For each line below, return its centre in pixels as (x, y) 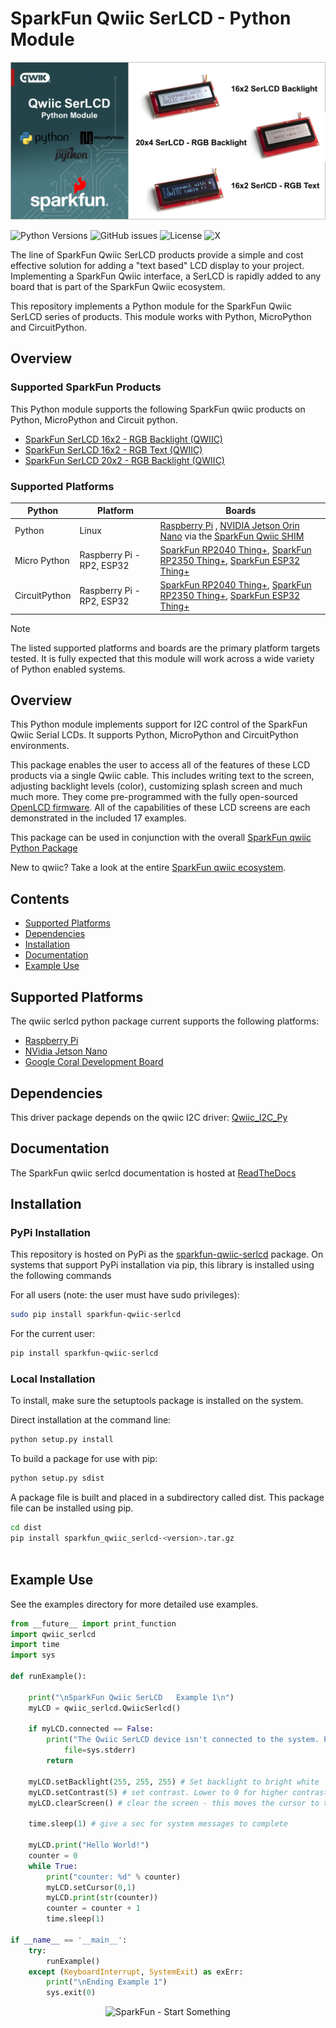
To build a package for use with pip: (84, 1459)
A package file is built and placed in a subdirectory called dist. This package (167, 1498)
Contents (40, 898)
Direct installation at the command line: (91, 1420)
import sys (33, 1655)
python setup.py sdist (57, 1478)
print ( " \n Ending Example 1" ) (107, 1982)
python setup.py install (62, 1440)
